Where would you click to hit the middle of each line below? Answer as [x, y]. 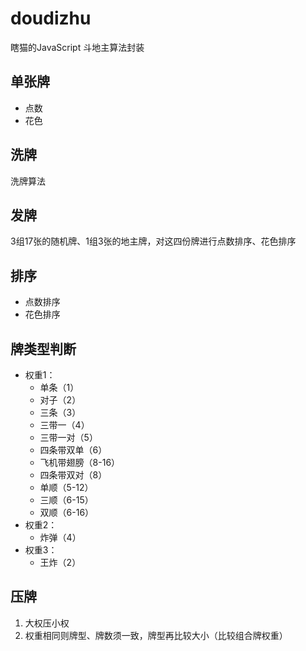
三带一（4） [64, 425]
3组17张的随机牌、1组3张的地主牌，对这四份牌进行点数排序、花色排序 [153, 241]
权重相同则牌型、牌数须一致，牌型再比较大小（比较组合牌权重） [156, 635]
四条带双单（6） [73, 450]
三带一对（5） [68, 437]
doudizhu [51, 18]
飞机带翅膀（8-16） [80, 462]
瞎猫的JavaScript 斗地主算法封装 [77, 47]
